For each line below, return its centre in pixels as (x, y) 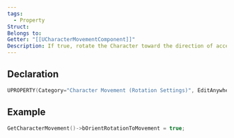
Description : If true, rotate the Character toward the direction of (110, 46)
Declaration (33, 74)
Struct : (18, 26)
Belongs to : (24, 33)
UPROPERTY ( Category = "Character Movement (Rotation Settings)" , (101, 90)
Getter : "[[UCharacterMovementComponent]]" (71, 40)
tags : (15, 14)
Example (26, 112)
